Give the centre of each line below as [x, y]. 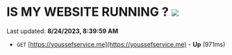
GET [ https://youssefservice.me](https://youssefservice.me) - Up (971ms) [121, 44]
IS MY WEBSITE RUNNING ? [88, 12]
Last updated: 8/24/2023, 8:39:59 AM [63, 31]
